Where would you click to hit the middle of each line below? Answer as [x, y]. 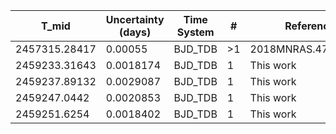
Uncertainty [135, 19]
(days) [135, 32]
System [195, 32]
